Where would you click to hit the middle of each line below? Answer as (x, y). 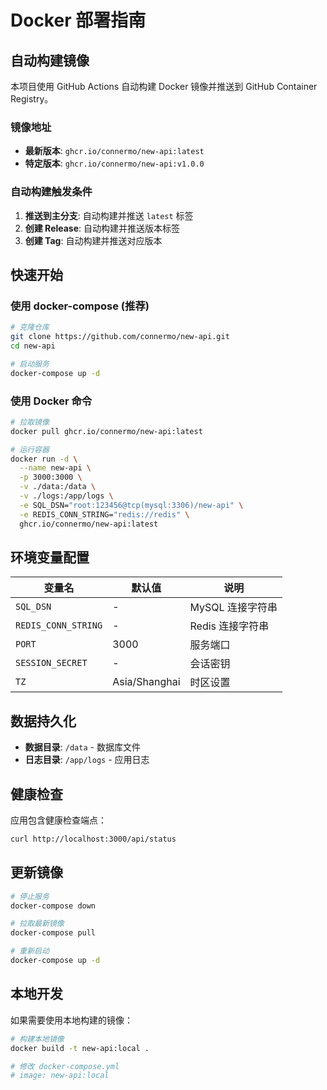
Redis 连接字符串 (229, 626)
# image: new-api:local (60, 1076)
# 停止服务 (30, 896)
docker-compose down (53, 906)
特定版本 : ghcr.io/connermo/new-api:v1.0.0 (114, 163)
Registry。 (32, 99)
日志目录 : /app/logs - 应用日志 (87, 760)
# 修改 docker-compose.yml (65, 1066)
